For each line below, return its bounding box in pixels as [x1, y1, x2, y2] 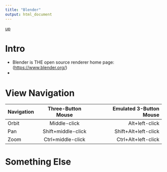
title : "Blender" [5, 7, 41, 12]
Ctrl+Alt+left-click [116, 136, 160, 143]
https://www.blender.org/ [14, 65, 66, 71]
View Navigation [5, 87, 75, 98]
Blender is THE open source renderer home [12, 59, 102, 65]
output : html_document [5, 12, 52, 17]
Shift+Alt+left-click [114, 128, 160, 135]
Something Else [5, 156, 71, 167]
